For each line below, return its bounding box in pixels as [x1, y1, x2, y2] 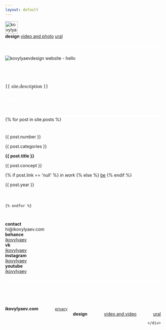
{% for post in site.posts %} [5, 116, 62, 122]
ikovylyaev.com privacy [5, 305, 68, 312]
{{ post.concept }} [5, 162, 42, 168]
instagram [5, 252, 27, 258]
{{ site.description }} [5, 83, 48, 90]
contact [5, 221, 22, 227]
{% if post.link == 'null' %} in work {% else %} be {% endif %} [5, 172, 132, 178]
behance [5, 231, 24, 237]
